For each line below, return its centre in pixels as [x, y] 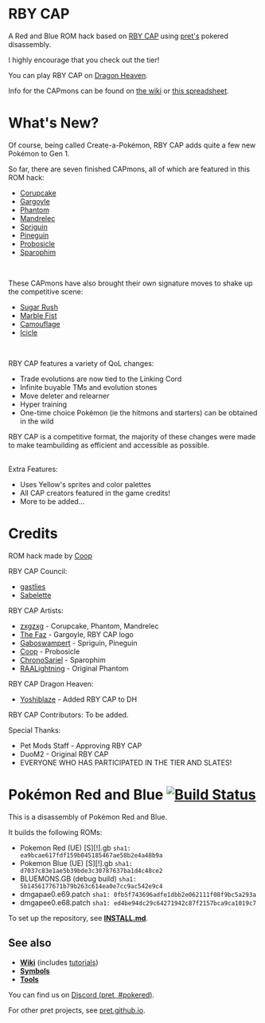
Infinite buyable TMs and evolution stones [88, 387]
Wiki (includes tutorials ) [59, 962]
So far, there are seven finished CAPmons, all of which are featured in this [129, 169]
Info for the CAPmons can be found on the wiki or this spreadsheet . [119, 90]
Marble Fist [38, 315]
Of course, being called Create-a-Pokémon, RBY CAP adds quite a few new [132, 145]
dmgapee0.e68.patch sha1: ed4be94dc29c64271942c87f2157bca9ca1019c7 [138, 903]
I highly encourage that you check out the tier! [84, 60]
